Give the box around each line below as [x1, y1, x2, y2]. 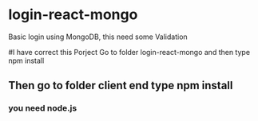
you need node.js [8, 103, 77, 114]
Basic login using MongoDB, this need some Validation [8, 32, 188, 41]
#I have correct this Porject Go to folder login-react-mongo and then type [8, 47, 250, 57]
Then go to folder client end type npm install [8, 79, 233, 92]
